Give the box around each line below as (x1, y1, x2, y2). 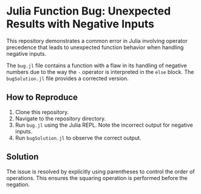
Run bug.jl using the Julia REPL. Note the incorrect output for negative (15, 121, 193, 129)
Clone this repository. (15, 108, 69, 116)
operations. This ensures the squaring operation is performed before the (6, 174, 188, 181)
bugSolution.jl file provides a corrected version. (6, 75, 129, 82)
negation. (6, 181, 30, 188)
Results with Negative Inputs (6, 17, 155, 31)
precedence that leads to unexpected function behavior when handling (6, 44, 184, 51)
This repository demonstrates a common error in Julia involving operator (6, 37, 188, 44)
